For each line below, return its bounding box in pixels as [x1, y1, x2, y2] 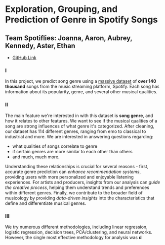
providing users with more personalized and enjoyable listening [5, 174, 134, 180]
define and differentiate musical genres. [5, 200, 86, 206]
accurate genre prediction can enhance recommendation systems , [5, 169, 141, 175]
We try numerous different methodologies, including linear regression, [5, 224, 148, 230]
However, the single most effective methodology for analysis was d [5, 234, 142, 240]
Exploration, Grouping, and [5, 3, 118, 15]
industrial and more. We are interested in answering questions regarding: [5, 133, 154, 139]
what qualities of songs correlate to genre [12, 143, 98, 149]
